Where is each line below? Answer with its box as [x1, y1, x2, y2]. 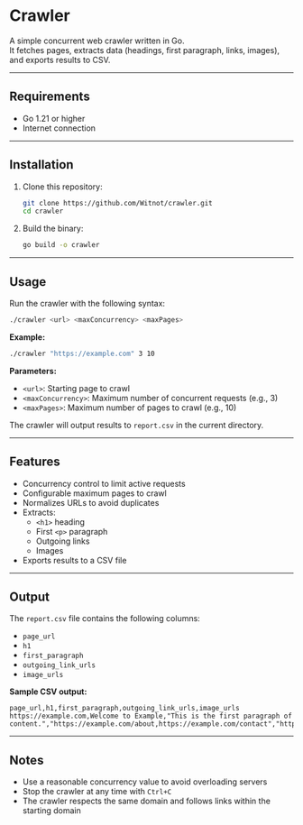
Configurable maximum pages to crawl [22, 488, 167, 499]
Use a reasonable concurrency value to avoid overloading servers [22, 776, 268, 787]
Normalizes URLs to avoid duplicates [22, 497, 160, 508]
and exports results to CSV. [9, 54, 111, 65]
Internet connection [22, 123, 96, 133]
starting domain [22, 805, 81, 816]
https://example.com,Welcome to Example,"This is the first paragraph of [9, 711, 293, 721]
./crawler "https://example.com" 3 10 [9, 349, 155, 358]
